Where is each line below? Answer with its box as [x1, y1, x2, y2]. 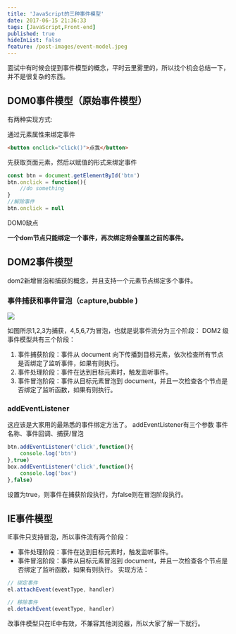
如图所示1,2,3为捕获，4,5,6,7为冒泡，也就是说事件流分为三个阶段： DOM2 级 [7, 327, 229, 335]
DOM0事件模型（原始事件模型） [7, 95, 148, 107]
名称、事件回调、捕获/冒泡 [7, 429, 85, 438]
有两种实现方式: [7, 115, 53, 124]
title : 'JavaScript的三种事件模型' [7, 10, 104, 18]
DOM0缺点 [7, 218, 39, 227]
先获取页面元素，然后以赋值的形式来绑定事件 [7, 158, 137, 166]
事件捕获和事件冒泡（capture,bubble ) [7, 295, 139, 305]
